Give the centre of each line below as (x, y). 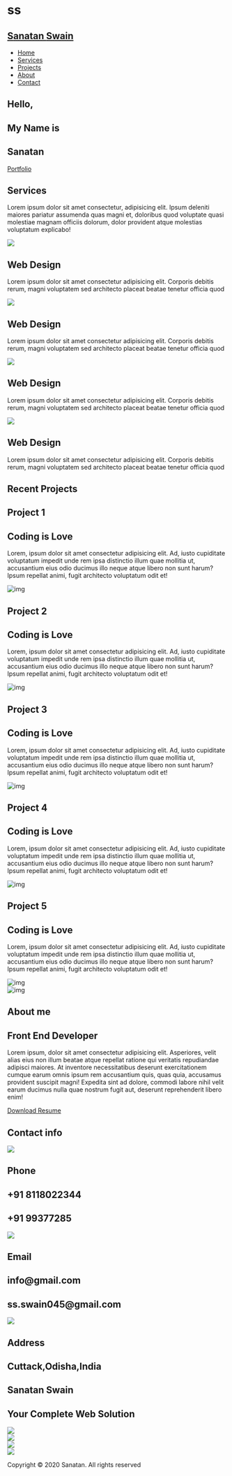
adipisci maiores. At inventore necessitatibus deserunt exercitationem (107, 1067)
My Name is (33, 128)
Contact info (35, 1133)
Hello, (20, 104)
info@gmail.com (44, 1281)
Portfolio (20, 168)
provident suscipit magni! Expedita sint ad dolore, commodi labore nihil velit (116, 1083)
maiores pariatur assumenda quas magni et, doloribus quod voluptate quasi (116, 215)
